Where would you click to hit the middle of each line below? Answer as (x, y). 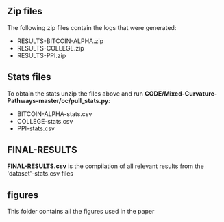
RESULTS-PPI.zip (41, 55)
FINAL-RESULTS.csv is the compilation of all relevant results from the (105, 166)
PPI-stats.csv (36, 128)
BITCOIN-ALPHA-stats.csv (54, 114)
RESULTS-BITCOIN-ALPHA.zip (60, 41)
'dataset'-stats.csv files (40, 174)
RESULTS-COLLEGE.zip (50, 48)
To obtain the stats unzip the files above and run (75, 93)
